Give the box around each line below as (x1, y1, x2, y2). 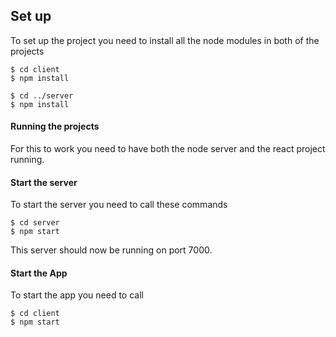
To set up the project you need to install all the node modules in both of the (10, 34, 320, 46)
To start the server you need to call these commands (10, 199, 228, 211)
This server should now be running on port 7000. (10, 244, 213, 256)
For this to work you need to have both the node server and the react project (10, 143, 326, 155)
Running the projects (10, 120, 100, 133)
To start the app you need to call (10, 289, 144, 301)
